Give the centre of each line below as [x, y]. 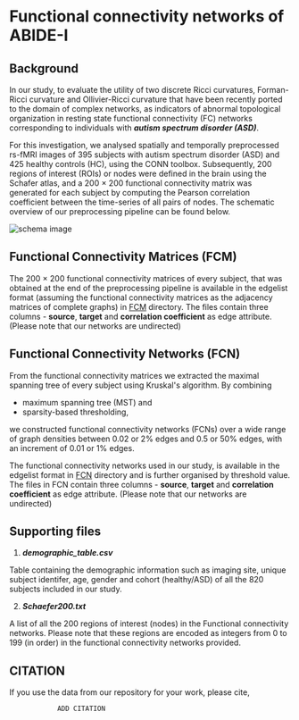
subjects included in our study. [66, 589]
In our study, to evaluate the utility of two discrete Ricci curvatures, [133, 90]
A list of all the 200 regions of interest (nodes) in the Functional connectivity [149, 624]
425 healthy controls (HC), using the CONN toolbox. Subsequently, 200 [141, 164]
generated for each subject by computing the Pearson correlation [130, 193]
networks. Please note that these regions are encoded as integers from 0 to [148, 633]
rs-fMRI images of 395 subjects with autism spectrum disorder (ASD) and [144, 155]
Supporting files [55, 532]
